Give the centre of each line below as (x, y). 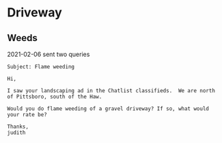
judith (16, 133)
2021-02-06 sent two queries (48, 54)
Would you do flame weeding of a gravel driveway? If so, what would (108, 109)
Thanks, (18, 127)
